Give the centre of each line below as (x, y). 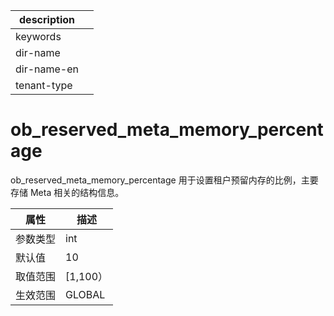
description (47, 19)
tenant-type (44, 85)
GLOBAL (85, 294)
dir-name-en (47, 69)
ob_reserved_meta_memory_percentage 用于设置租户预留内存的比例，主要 (164, 180)
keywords (38, 36)
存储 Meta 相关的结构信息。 (67, 192)
